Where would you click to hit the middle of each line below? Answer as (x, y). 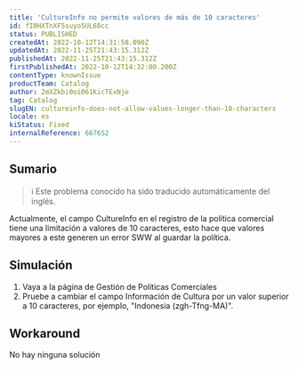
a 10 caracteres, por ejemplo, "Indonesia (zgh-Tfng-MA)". (128, 305)
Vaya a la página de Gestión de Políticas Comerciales (120, 286)
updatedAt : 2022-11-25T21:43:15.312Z (79, 51)
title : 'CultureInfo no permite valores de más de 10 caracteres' (135, 17)
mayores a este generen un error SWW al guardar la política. (120, 237)
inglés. (43, 201)
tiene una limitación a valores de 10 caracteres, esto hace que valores (137, 228)
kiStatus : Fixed (39, 125)
